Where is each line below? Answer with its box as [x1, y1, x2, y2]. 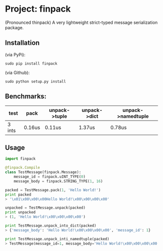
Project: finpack [5, 3, 71, 15]
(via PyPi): [5, 52, 26, 57]
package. [5, 24, 24, 30]
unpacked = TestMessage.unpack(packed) [5, 205, 86, 210]
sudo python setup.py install [5, 79, 66, 84]
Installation [5, 39, 40, 47]
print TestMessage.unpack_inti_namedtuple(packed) [5, 236, 110, 241]
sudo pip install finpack [5, 61, 57, 66]
